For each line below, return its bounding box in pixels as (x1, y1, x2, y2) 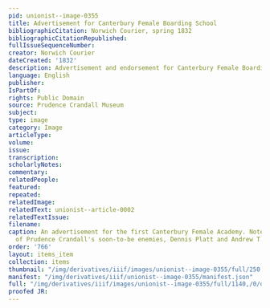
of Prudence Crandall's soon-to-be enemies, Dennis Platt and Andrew (15, 236, 253, 244)
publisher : (8, 79, 45, 87)
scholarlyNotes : (8, 161, 63, 169)
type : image (8, 116, 48, 124)
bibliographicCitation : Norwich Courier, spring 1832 (8, 26, 193, 34)
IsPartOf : (8, 86, 42, 95)
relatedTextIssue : (8, 213, 70, 221)
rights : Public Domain (8, 94, 84, 102)
